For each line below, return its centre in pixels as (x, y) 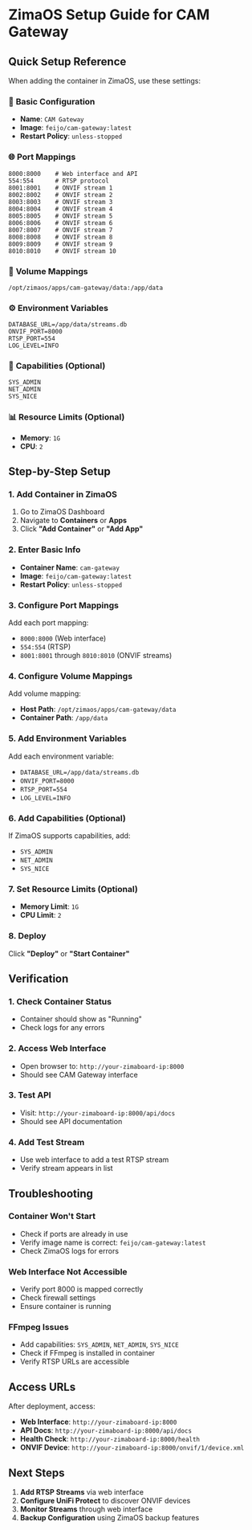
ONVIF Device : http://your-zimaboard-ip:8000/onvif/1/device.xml (132, 1447)
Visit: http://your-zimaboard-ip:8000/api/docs (98, 1113)
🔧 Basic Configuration (52, 101)
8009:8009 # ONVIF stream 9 (61, 244)
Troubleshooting (51, 1194)
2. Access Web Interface (57, 1049)
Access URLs (42, 1387)
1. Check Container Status (60, 1001)
